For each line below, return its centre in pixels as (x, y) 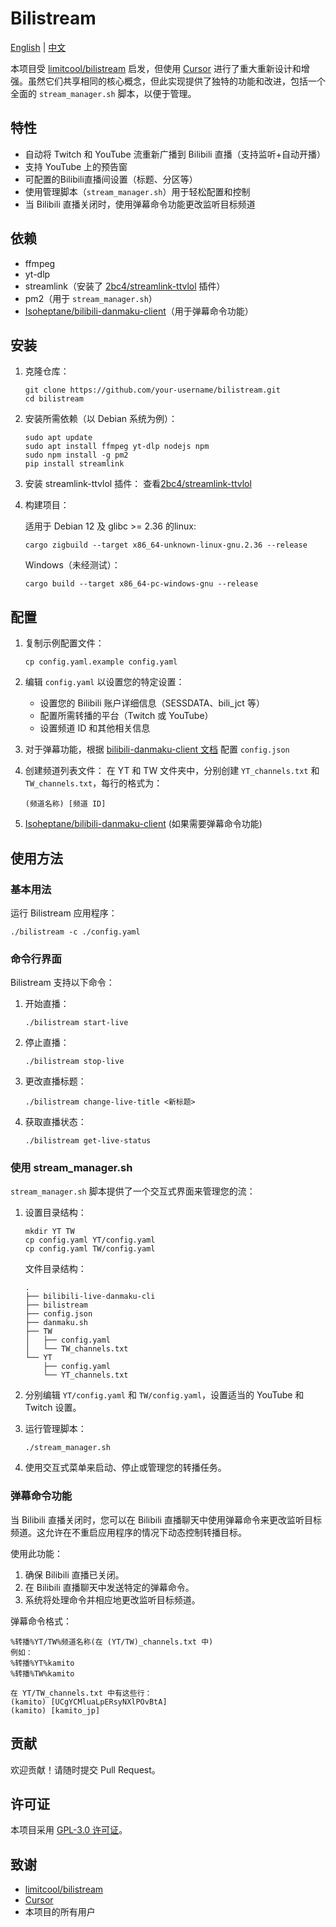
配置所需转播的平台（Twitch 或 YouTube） (126, 716)
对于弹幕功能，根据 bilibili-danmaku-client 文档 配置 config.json (157, 749)
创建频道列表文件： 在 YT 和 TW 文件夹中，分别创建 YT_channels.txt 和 (172, 771)
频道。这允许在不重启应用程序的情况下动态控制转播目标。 (128, 1532)
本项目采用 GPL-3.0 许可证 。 (69, 1830)
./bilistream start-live (76, 1023)
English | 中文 (38, 47)
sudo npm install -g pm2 (76, 455)
